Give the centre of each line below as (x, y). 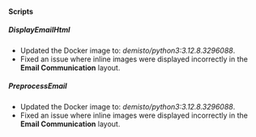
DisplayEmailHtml (39, 30)
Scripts (21, 11)
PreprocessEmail (38, 86)
